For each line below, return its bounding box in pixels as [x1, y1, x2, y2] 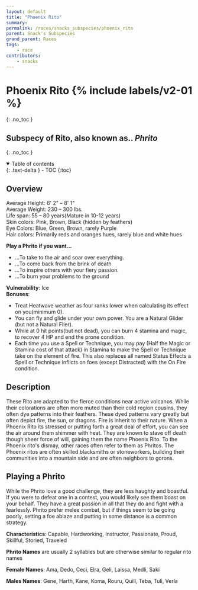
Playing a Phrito [6, 472, 66, 482]
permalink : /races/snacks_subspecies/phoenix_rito [6, 25, 134, 31]
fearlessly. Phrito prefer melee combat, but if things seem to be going [6, 506, 176, 513]
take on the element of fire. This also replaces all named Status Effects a [14, 352, 191, 360]
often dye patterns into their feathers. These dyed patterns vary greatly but [6, 410, 189, 418]
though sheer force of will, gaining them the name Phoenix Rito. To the [6, 435, 178, 443]
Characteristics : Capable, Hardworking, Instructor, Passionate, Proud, [6, 530, 177, 537]
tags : [6, 42, 20, 48]
